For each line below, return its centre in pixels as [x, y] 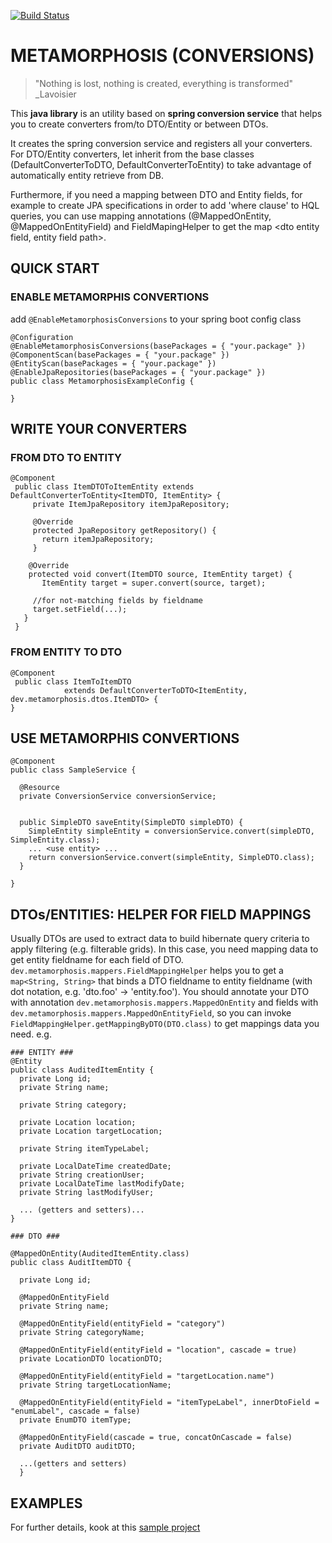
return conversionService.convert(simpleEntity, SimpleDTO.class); [171, 858]
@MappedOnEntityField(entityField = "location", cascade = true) [158, 1350]
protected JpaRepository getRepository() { [124, 531]
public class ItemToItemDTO [73, 681]
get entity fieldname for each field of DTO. [97, 960]
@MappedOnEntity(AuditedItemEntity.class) [100, 1254]
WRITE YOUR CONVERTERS [99, 429]
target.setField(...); [80, 610]
